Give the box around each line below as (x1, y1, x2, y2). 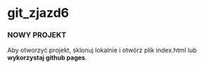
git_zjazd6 (7, 5, 70, 21)
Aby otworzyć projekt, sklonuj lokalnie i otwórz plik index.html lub (7, 46, 197, 54)
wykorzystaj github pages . (7, 54, 87, 62)
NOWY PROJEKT (7, 30, 67, 40)
